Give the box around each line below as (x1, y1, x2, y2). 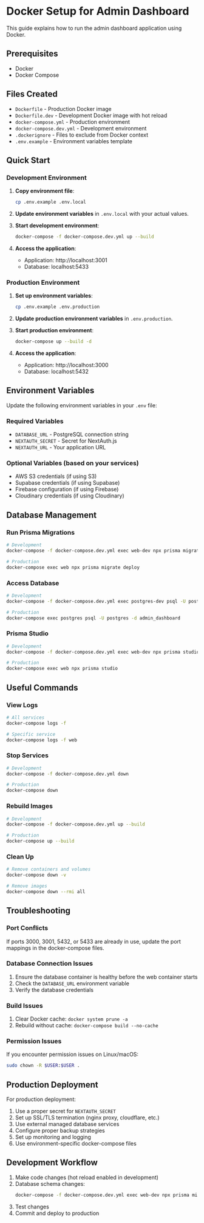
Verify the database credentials (15, 986, 94, 993)
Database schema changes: (15, 1180, 85, 1187)
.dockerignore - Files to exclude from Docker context (15, 131, 149, 138)
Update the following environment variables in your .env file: (6, 401, 157, 409)
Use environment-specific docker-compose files (15, 1140, 137, 1147)
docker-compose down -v (6, 872, 67, 879)
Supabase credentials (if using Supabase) (15, 479, 120, 487)
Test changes (15, 1203, 50, 1210)
